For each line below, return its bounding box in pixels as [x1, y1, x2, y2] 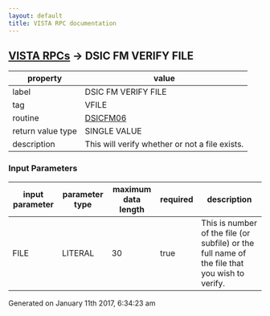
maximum [112, 183, 152, 195]
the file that [200, 257, 244, 269]
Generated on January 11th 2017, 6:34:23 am [8, 298, 156, 308]
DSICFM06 [84, 113, 127, 124]
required [160, 194, 194, 205]
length [119, 203, 145, 215]
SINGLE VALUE [84, 125, 142, 137]
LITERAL [61, 247, 95, 258]
